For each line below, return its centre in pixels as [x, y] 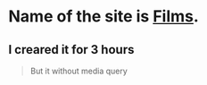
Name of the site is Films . [104, 17]
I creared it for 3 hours [71, 50]
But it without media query [79, 71]
